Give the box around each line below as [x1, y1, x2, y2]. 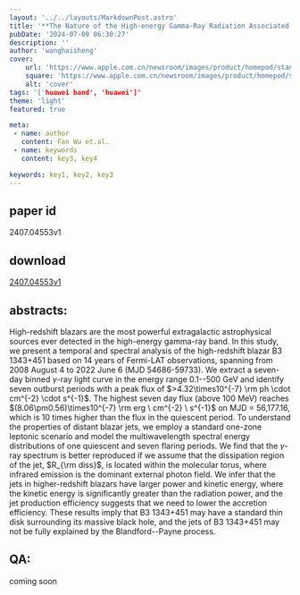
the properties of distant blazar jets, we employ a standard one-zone [9, 421, 262, 432]
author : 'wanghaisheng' [9, 47, 98, 55]
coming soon [9, 575, 58, 586]
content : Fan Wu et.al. [21, 138, 110, 147]
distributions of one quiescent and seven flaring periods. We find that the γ [9, 440, 285, 451]
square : [25, 72, 54, 81]
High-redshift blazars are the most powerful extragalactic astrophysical [9, 326, 272, 336]
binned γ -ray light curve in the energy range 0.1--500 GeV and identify [25, 373, 284, 385]
